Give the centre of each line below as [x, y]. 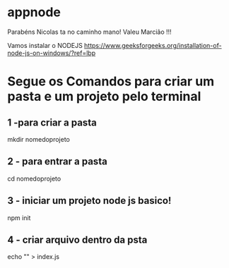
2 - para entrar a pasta [57, 162]
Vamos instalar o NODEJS [45, 45]
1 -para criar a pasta [52, 122]
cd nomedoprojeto [34, 178]
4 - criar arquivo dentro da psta [77, 239]
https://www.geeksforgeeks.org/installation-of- [153, 45]
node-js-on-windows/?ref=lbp [52, 53]
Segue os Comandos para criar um [111, 81]
